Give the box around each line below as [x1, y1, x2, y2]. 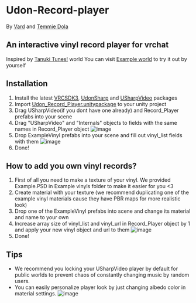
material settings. [14, 290, 57, 297]
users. [14, 278, 30, 285]
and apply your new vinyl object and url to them [14, 226, 130, 233]
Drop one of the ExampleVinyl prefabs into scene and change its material [14, 207, 191, 215]
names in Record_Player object [14, 125, 90, 132]
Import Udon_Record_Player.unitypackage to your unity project [14, 100, 167, 107]
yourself [6, 62, 26, 69]
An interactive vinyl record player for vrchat [6, 40, 169, 50]
